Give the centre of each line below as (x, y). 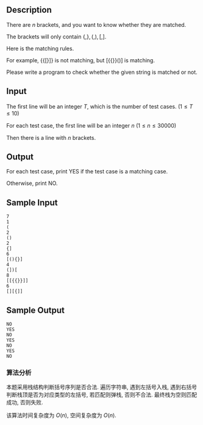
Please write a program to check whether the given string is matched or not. (102, 72)
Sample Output (36, 310)
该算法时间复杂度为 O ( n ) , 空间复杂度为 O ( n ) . (62, 415)
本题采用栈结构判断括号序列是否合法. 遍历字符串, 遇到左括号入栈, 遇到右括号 (101, 387)
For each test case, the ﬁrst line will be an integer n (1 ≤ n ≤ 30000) (91, 125)
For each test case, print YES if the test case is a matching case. (87, 172)
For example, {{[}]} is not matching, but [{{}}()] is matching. (81, 60)
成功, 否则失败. (25, 402)
